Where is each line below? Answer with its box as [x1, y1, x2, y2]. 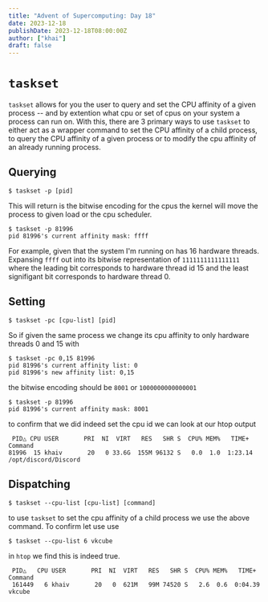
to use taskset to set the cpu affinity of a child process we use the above [8, 513, 250, 523]
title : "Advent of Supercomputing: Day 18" [8, 11, 156, 20]
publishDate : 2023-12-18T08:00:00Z [8, 26, 128, 35]
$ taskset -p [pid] [8, 186, 74, 195]
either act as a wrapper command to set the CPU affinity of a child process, [8, 125, 258, 135]
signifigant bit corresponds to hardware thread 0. [8, 271, 171, 281]
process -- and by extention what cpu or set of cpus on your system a [8, 108, 241, 118]
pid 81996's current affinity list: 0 [8, 361, 138, 369]
